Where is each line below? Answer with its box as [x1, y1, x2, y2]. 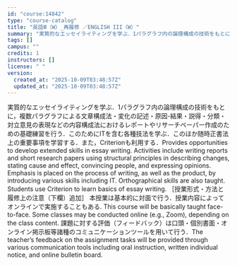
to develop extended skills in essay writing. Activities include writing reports [7, 146, 228, 155]
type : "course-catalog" [7, 17, 78, 24]
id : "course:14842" [7, 10, 65, 18]
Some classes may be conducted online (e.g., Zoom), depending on [32, 210, 229, 219]
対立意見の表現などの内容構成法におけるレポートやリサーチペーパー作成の [7, 121, 224, 129]
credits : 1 [7, 50, 39, 57]
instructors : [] [7, 57, 55, 64]
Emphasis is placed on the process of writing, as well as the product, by [7, 169, 217, 178]
